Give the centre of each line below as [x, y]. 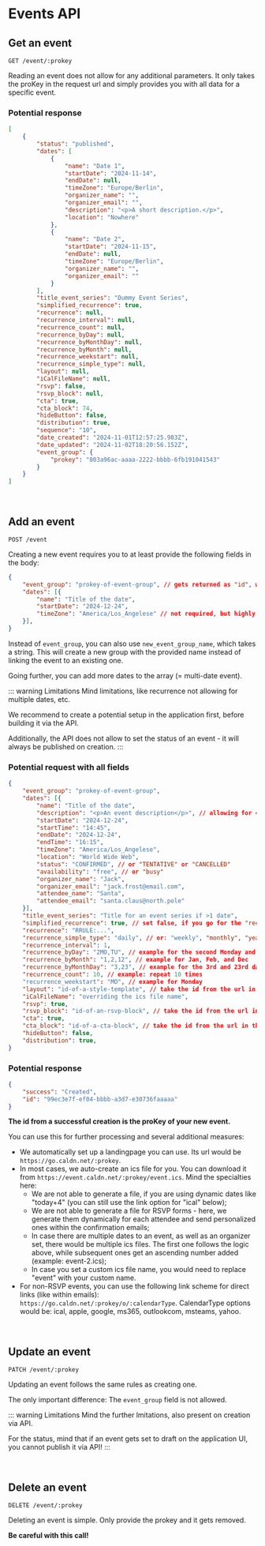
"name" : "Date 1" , [95, 166]
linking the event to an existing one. [66, 660]
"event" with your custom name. [84, 1278]
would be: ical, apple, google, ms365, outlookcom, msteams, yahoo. [130, 1311]
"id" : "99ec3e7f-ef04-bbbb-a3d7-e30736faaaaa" [100, 1099]
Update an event [49, 1351]
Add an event [41, 522]
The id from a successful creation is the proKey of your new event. [119, 1121]
